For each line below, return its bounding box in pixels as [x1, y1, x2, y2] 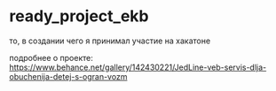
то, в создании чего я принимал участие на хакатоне [9, 35, 211, 46]
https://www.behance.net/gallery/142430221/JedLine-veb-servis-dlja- [9, 62, 267, 72]
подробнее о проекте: [9, 52, 93, 63]
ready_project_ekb [9, 6, 149, 27]
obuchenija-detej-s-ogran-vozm [9, 71, 128, 81]
